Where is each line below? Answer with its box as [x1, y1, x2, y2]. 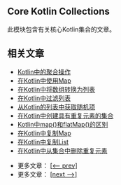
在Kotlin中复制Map [17, 129, 71, 137]
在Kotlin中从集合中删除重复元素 [17, 146, 108, 155]
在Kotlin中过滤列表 [17, 94, 71, 102]
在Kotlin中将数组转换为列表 [17, 85, 96, 93]
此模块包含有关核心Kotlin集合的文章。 [7, 25, 115, 34]
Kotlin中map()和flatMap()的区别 [17, 120, 108, 128]
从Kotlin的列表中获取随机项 [17, 102, 96, 111]
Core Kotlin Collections [7, 6, 111, 18]
